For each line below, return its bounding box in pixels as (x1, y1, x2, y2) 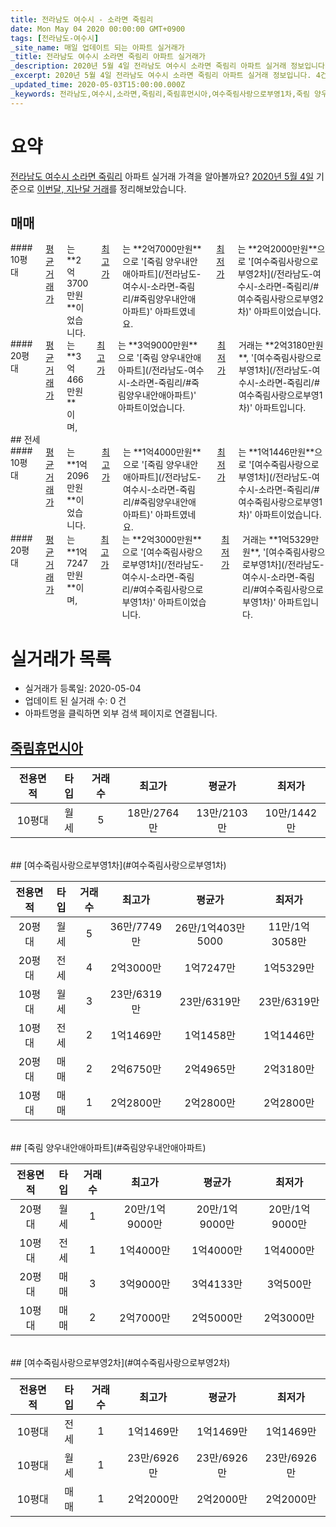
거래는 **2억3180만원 (238, 339, 324, 351)
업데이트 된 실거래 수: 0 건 (24, 695, 127, 707)
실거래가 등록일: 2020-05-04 (24, 682, 142, 695)
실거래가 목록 (10, 647, 112, 670)
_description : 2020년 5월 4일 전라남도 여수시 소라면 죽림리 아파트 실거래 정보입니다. (10, 61, 330, 71)
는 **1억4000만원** (122, 446, 202, 458)
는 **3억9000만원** (118, 339, 198, 351)
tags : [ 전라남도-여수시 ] (10, 33, 100, 43)
